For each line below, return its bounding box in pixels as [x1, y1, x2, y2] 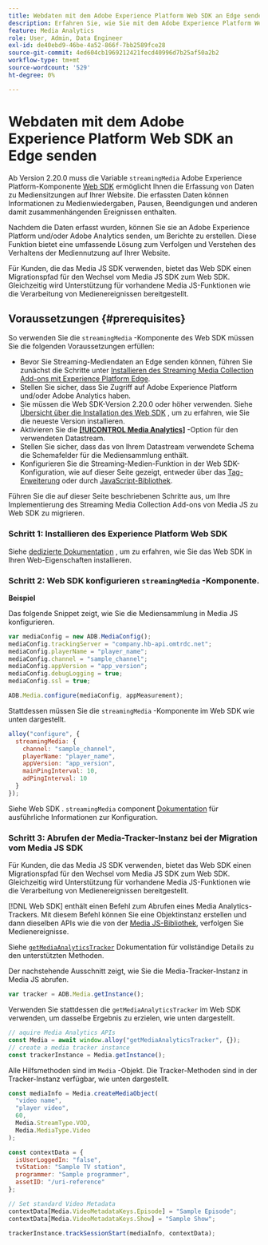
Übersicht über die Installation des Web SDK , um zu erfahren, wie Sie [19, 408, 250, 418]
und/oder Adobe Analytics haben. [19, 391, 132, 400]
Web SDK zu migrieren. [8, 508, 85, 518]
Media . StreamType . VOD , [15, 1120, 91, 1128]
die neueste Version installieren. [19, 416, 125, 426]
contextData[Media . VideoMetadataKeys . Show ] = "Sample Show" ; [8, 1215, 216, 1223]
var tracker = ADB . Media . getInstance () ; [8, 990, 145, 999]
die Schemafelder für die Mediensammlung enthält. [19, 451, 189, 460]
